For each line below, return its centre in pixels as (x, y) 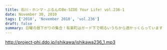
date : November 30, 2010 (31, 14)
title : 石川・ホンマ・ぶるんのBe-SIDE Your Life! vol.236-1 (65, 10)
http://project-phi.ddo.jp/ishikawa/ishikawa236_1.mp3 (60, 42)
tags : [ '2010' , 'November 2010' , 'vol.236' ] (52, 19)
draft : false (19, 24)
